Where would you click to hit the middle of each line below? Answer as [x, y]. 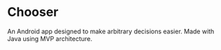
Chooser [33, 12]
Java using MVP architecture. [50, 38]
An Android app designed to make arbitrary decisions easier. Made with [111, 31]
